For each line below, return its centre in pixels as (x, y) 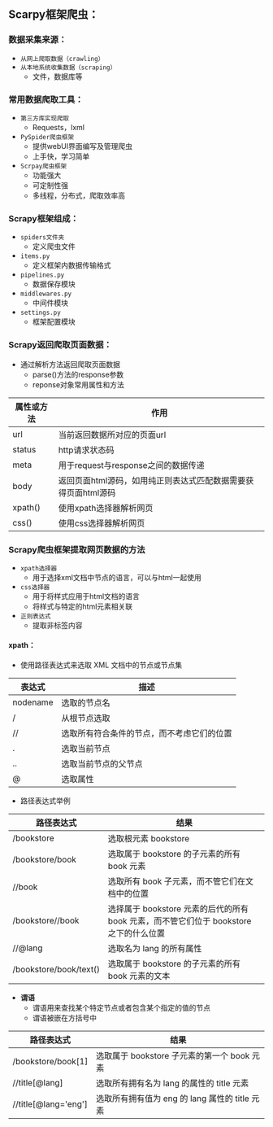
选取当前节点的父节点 (102, 764)
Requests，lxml (58, 127)
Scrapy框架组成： (43, 218)
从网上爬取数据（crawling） (62, 59)
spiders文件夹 (42, 238)
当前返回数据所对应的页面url (112, 435)
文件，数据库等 (57, 76)
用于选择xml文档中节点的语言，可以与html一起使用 (117, 577)
